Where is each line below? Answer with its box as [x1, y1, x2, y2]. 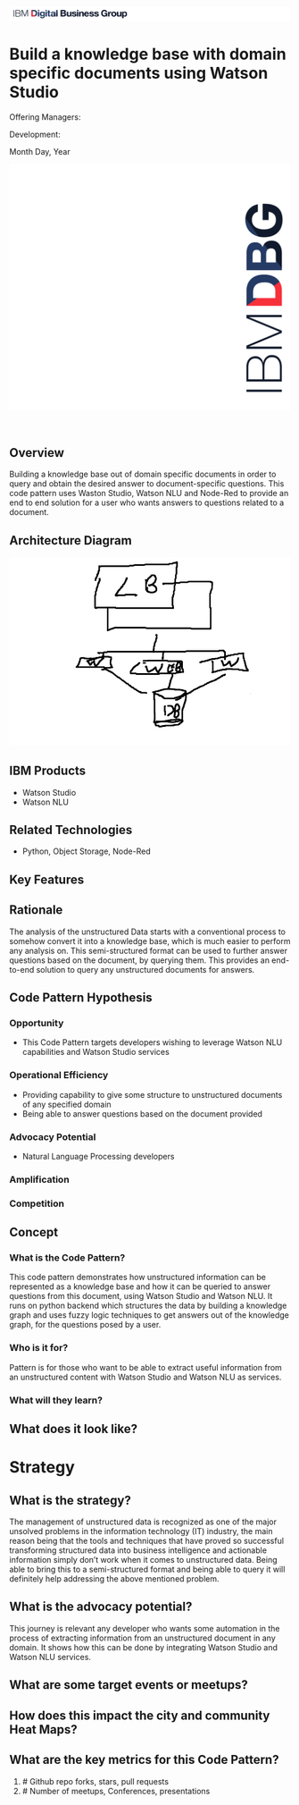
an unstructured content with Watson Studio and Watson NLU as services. [9, 1371, 282, 1382]
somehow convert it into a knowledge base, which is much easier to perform [9, 935, 291, 946]
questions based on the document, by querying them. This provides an [9, 955, 270, 966]
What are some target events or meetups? [9, 1677, 248, 1692]
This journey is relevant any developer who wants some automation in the [9, 1623, 280, 1633]
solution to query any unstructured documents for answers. [36, 964, 255, 974]
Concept [9, 1225, 59, 1240]
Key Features [9, 872, 85, 887]
